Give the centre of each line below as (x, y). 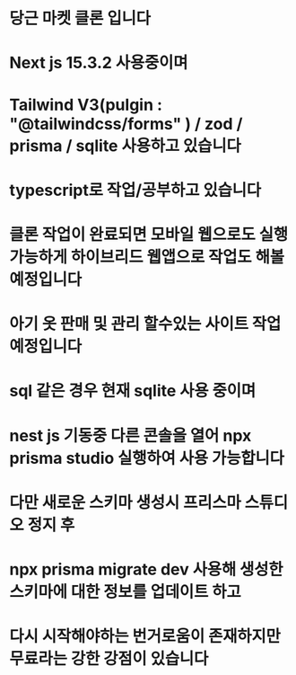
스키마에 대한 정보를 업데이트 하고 (125, 592)
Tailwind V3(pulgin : (86, 105)
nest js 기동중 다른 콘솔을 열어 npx (131, 435)
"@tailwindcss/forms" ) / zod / (126, 124)
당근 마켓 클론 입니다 (80, 18)
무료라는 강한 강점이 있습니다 (109, 659)
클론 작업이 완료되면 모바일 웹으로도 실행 (149, 234)
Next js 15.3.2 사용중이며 (99, 63)
